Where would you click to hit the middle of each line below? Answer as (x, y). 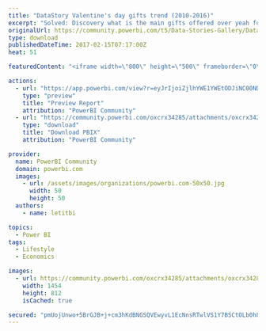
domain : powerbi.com (49, 169)
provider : (25, 154)
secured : (23, 315)
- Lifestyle (35, 249)
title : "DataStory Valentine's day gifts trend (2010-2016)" (111, 15)
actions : (23, 81)
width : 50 (45, 191)
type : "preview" (49, 96)
